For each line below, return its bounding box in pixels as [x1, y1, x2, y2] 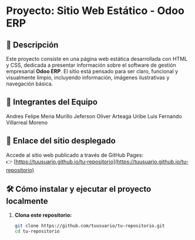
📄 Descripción [6, 40, 59, 50]
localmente [6, 196, 48, 206]
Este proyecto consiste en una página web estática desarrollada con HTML [6, 56, 188, 62]
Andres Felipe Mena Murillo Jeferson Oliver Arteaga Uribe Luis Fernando [6, 112, 182, 119]
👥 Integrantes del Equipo [6, 97, 98, 107]
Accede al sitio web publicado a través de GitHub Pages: [6, 151, 144, 159]
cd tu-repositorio [14, 228, 60, 235]
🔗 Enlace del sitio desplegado [6, 136, 116, 146]
